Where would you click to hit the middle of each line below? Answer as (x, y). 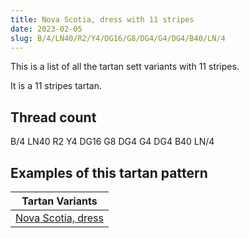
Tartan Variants (59, 201)
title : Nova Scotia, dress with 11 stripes (102, 19)
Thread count (53, 117)
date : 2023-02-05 (46, 29)
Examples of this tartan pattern (109, 172)
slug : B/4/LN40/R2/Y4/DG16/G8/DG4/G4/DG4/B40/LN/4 (118, 38)
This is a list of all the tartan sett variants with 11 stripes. (125, 67)
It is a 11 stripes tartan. (56, 86)
